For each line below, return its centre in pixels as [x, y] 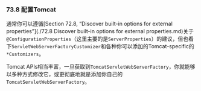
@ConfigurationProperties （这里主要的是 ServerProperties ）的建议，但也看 [100, 39]
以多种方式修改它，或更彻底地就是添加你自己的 [64, 74]
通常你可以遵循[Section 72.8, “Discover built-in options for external [90, 24]
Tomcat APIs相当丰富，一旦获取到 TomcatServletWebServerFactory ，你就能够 [101, 67]
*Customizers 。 [25, 54]
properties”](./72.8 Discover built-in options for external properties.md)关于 [100, 31]
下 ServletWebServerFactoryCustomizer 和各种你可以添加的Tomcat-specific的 [100, 46]
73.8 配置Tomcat [31, 9]
